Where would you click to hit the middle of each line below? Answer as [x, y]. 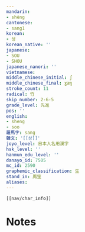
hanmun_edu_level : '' [33, 154]
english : [17, 116]
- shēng [16, 17]
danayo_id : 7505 [26, 160]
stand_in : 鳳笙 [24, 177]
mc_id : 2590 [21, 166]
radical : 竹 [20, 94]
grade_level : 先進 [28, 105]
